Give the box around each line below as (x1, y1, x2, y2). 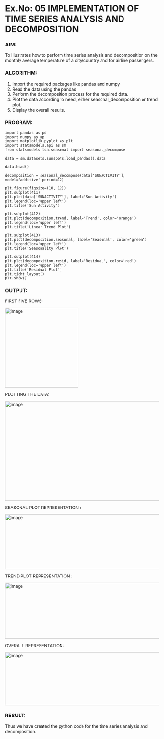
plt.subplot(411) (5, 190, 41, 195)
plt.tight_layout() (5, 272, 45, 277)
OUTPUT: (5, 287, 28, 294)
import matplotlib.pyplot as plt (5, 139, 73, 144)
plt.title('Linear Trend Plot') (5, 225, 71, 230)
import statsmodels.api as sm (5, 143, 67, 148)
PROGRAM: (5, 119, 33, 126)
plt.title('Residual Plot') (5, 267, 62, 272)
